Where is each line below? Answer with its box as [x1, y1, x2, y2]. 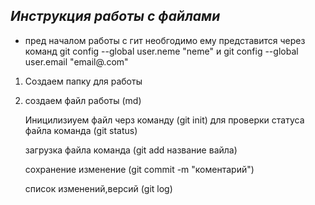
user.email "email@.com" [24, 55, 129, 68]
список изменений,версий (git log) [24, 182, 173, 194]
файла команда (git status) [24, 124, 138, 136]
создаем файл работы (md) [24, 94, 142, 106]
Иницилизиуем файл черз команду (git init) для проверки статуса [24, 114, 305, 126]
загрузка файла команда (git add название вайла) [24, 144, 238, 156]
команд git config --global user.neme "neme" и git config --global [24, 45, 299, 57]
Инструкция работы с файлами [10, 8, 221, 25]
